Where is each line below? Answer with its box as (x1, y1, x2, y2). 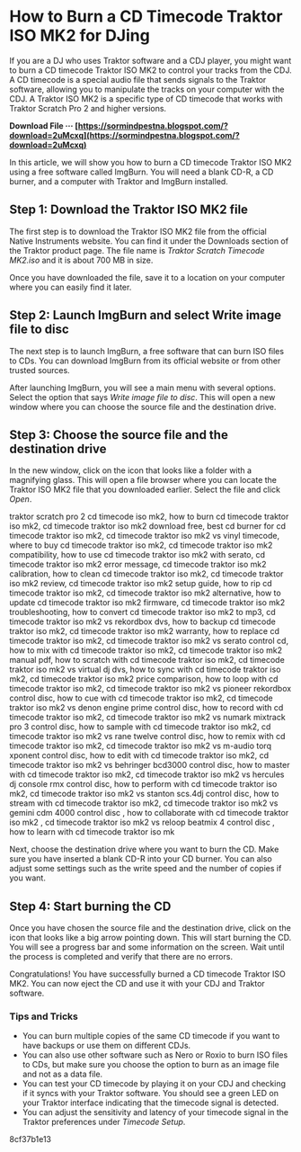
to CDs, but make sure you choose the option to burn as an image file (22, 1059, 280, 1070)
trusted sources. (9, 364, 70, 375)
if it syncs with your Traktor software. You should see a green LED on (22, 1088, 279, 1099)
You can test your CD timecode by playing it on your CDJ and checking (22, 1078, 286, 1089)
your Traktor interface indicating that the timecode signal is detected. (22, 1097, 279, 1108)
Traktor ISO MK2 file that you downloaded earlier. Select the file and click (9, 484, 281, 496)
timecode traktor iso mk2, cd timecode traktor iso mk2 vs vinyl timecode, (9, 531, 280, 541)
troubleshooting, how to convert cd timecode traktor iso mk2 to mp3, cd (9, 607, 276, 618)
